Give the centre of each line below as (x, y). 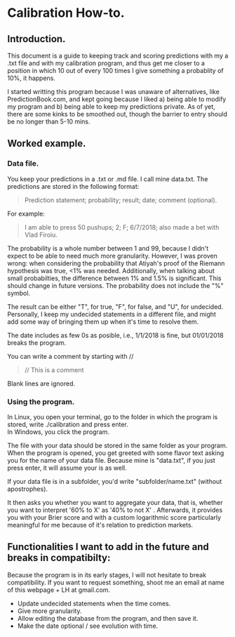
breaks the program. (37, 343)
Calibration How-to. (66, 13)
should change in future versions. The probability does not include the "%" (116, 285)
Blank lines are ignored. (41, 383)
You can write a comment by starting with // (70, 356)
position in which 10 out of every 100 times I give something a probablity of (115, 71)
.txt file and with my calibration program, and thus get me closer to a (106, 63)
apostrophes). (27, 489)
